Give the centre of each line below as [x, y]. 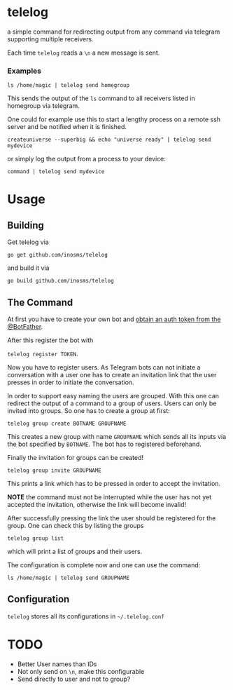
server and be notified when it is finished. [67, 127]
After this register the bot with [50, 340]
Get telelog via [28, 242]
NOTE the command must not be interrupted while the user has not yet [110, 497]
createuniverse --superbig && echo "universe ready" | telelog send [109, 140]
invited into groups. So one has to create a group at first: [89, 411]
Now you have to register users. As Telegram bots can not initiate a [104, 367]
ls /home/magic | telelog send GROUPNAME [69, 578]
